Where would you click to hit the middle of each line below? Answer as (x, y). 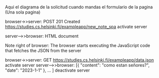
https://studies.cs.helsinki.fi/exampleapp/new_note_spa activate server (76, 27)
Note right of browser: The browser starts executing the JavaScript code (78, 45)
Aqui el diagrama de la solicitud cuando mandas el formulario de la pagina (79, 7)
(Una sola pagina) (23, 12)
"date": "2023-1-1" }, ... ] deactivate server (48, 70)
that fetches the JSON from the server (43, 51)
